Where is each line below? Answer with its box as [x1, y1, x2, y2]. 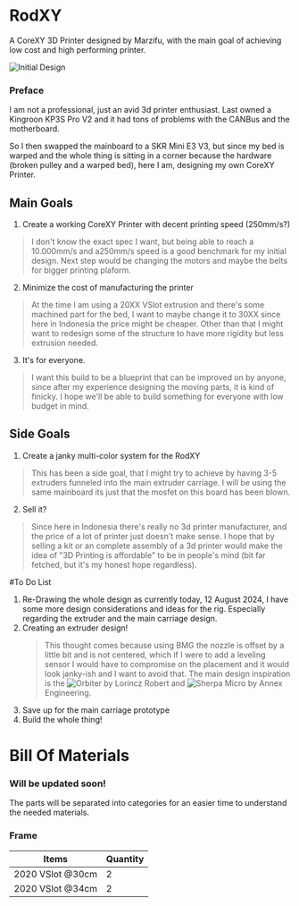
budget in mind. [30, 401, 89, 411]
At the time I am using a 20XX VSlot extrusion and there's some [30, 300, 265, 310]
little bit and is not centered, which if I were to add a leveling [44, 649, 266, 660]
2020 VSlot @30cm [13, 868, 98, 880]
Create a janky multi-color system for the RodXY [21, 450, 201, 461]
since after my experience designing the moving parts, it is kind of [30, 382, 275, 393]
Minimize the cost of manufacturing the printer [21, 283, 194, 293]
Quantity [105, 852, 145, 865]
